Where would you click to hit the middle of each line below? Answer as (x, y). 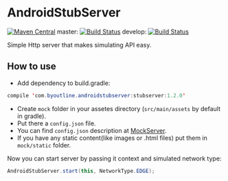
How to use (32, 67)
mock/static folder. (44, 145)
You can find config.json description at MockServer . (92, 130)
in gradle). (32, 116)
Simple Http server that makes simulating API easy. (79, 45)
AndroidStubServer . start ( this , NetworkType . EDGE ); (81, 171)
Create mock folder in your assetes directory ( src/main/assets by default (119, 108)
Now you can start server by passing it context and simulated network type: (114, 158)
